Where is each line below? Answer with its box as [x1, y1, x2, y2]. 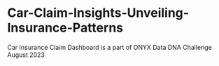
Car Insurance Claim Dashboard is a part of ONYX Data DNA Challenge [7, 43, 212, 51]
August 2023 [7, 51, 45, 59]
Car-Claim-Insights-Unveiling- [7, 5, 190, 21]
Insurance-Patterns [7, 20, 124, 36]
